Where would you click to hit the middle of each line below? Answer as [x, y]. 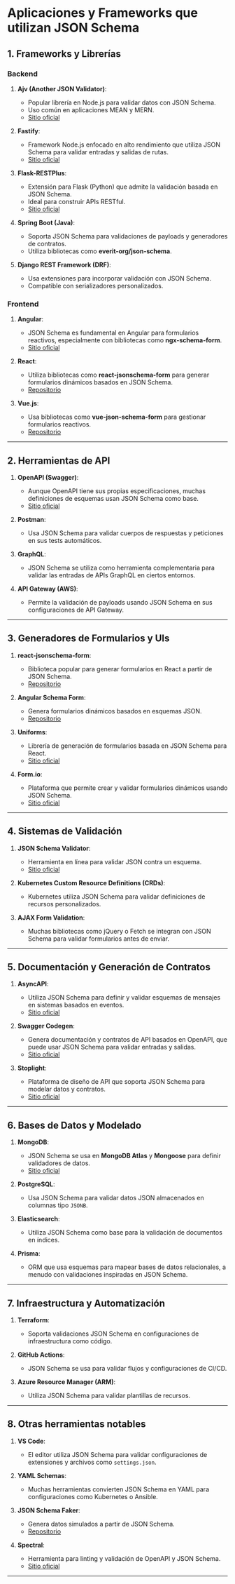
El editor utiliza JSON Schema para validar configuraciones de [117, 1454]
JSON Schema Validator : [54, 848]
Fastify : [29, 130]
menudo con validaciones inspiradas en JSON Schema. [108, 1275]
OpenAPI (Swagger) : [48, 477]
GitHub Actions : [41, 1355]
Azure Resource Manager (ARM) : [66, 1382]
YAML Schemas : [42, 1475]
